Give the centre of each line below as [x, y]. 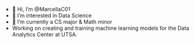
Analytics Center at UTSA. [45, 34]
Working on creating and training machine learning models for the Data [101, 28]
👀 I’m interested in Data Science [52, 15]
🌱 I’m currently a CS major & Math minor [62, 22]
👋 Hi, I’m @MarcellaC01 [41, 9]
